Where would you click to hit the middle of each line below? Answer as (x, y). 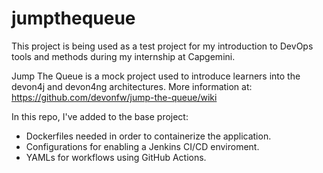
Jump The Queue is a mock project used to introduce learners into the (156, 76)
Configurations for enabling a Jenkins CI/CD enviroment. (142, 146)
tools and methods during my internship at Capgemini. (123, 56)
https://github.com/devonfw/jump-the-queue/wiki (114, 97)
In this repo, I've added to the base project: (100, 116)
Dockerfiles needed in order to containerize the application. (148, 136)
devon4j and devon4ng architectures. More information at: (132, 86)
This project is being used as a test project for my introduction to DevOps (162, 46)
